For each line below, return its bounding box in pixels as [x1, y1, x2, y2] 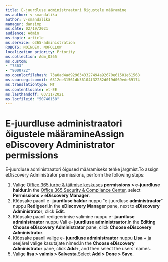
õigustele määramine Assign [5, 129, 124, 140]
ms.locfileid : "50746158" [5, 96, 59, 101]
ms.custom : [5, 59, 28, 64]
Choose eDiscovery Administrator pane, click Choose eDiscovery [12, 224, 152, 230]
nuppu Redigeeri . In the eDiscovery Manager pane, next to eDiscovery [12, 203, 160, 209]
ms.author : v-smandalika [5, 12, 57, 17]
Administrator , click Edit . [12, 208, 65, 214]
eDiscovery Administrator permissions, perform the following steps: [5, 172, 145, 178]
